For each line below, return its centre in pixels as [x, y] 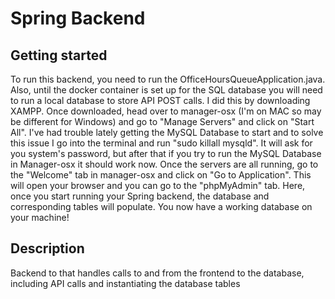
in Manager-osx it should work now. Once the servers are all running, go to [164, 164]
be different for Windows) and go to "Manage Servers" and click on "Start [162, 121]
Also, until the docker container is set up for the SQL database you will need [166, 90]
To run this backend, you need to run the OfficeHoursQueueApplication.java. [168, 79]
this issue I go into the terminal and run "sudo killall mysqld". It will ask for [161, 143]
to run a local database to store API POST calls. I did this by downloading [160, 100]
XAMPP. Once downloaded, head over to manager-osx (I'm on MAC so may [166, 111]
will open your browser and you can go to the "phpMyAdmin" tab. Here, [158, 185]
